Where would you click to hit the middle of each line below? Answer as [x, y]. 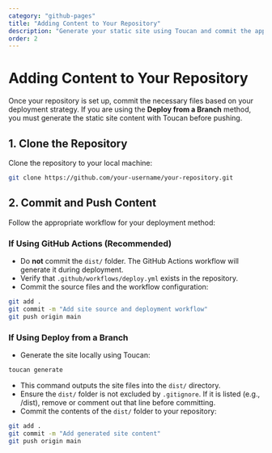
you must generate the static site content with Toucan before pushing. [125, 118]
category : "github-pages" [52, 16]
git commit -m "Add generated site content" [85, 434]
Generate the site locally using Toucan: [85, 355]
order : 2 [23, 38]
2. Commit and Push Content [82, 203]
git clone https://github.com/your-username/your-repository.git [121, 178]
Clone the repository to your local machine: [81, 163]
